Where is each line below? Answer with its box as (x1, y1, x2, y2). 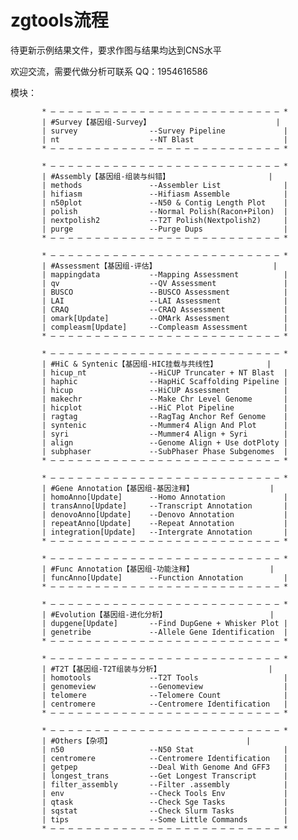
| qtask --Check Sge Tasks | (41, 797, 288, 807)
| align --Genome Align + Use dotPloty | (41, 437, 288, 448)
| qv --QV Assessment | (41, 278, 288, 288)
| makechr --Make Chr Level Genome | (41, 394, 288, 404)
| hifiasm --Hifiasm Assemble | (41, 189, 288, 199)
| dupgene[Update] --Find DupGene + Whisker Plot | (41, 618, 288, 628)
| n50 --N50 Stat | (41, 744, 288, 755)
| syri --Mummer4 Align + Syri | (41, 429, 288, 439)
